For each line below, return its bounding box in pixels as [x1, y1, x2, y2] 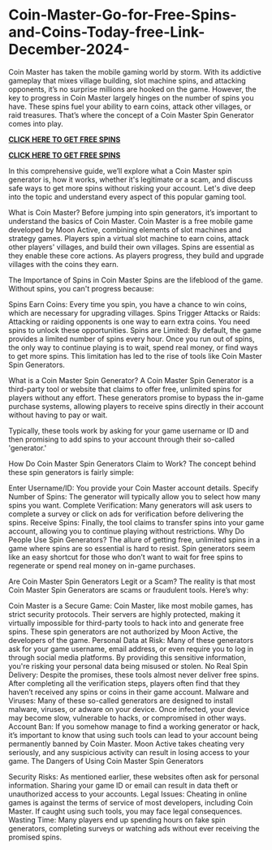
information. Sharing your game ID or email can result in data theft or [8, 780, 239, 790]
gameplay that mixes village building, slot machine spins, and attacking [8, 76, 246, 85]
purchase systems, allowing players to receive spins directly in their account [8, 401, 264, 411]
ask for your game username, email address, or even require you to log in [8, 644, 254, 654]
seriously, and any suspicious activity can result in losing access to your [8, 747, 250, 757]
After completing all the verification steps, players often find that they [8, 678, 240, 688]
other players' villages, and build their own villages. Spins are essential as [8, 242, 255, 252]
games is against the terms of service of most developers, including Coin [8, 797, 253, 807]
